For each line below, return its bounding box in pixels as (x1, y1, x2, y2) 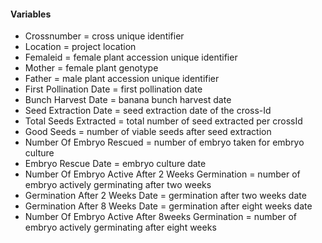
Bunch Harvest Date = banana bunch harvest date (24, 94, 232, 106)
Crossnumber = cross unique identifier (24, 30, 185, 42)
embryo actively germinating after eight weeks (24, 221, 217, 234)
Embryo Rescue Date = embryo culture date (24, 158, 207, 170)
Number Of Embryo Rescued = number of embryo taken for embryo (24, 136, 305, 149)
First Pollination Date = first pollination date (24, 83, 203, 95)
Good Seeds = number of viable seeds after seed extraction (24, 126, 272, 138)
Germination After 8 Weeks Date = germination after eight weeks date (24, 200, 313, 212)
